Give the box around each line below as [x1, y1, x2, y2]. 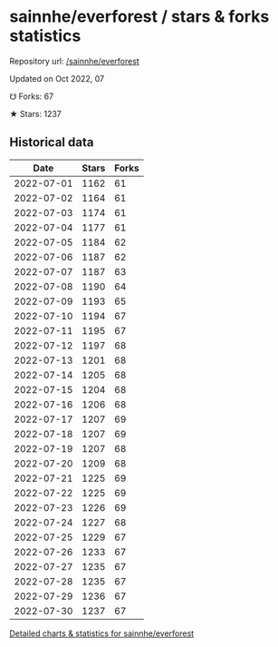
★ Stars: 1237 [9, 108, 62, 119]
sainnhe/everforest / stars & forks [9, 6, 270, 27]
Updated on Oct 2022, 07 [9, 73, 105, 83]
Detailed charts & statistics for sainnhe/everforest [9, 628, 195, 639]
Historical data [9, 134, 94, 151]
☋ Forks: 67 [9, 91, 54, 102]
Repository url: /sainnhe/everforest [9, 55, 140, 66]
